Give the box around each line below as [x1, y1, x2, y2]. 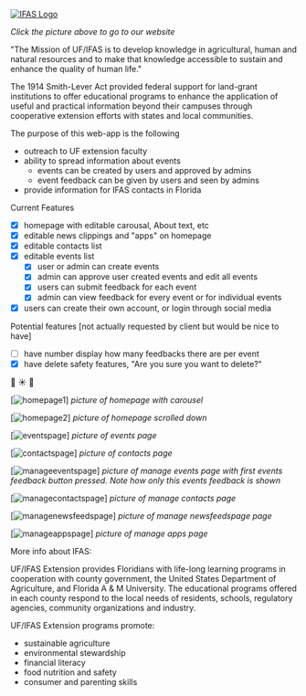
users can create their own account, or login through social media [23, 302, 272, 313]
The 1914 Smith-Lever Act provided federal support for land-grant [10, 81, 259, 91]
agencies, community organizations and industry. [10, 602, 196, 613]
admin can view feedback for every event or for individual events [37, 292, 282, 303]
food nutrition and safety [23, 667, 117, 678]
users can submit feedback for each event [37, 281, 197, 292]
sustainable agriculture [23, 638, 111, 649]
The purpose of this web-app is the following [10, 128, 181, 139]
